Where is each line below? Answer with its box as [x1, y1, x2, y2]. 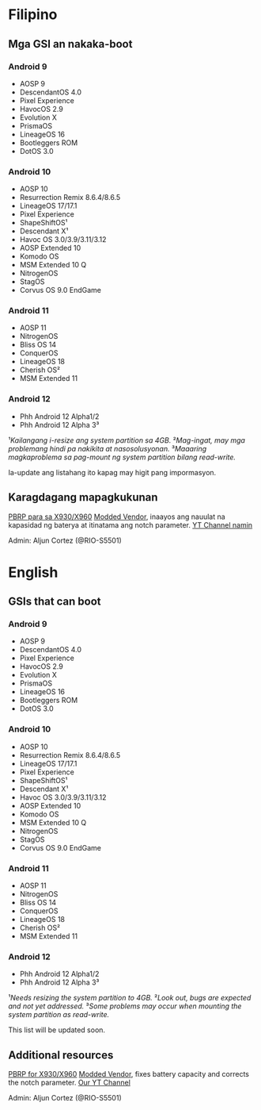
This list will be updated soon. [8, 1025, 105, 1035]
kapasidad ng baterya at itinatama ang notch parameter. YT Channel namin [8, 520, 253, 529]
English [8, 563, 59, 581]
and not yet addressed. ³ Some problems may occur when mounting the [8, 1001, 242, 1011]
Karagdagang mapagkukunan [8, 490, 158, 505]
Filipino [8, 6, 58, 24]
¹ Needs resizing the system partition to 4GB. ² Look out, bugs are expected [8, 993, 252, 1003]
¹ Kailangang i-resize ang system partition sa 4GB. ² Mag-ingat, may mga [8, 435, 245, 445]
